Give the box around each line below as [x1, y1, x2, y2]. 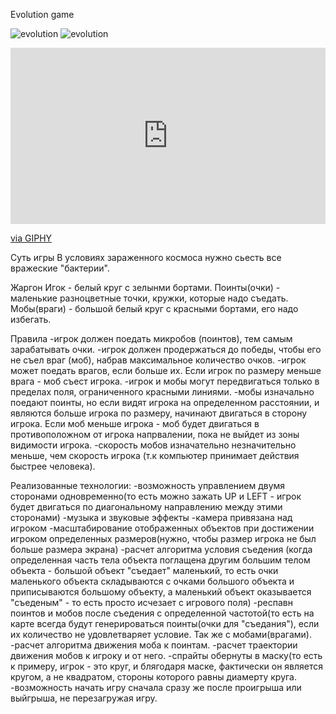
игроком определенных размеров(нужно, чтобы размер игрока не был [10, 533, 317, 545]
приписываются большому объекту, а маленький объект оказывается [10, 586, 312, 598]
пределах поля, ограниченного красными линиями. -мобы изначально [10, 386, 315, 398]
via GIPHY [10, 232, 53, 244]
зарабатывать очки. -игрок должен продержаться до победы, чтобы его [10, 344, 322, 356]
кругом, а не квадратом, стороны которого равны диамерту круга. [10, 671, 298, 683]
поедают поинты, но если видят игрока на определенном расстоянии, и [10, 397, 320, 409]
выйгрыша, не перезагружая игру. [10, 692, 158, 704]
